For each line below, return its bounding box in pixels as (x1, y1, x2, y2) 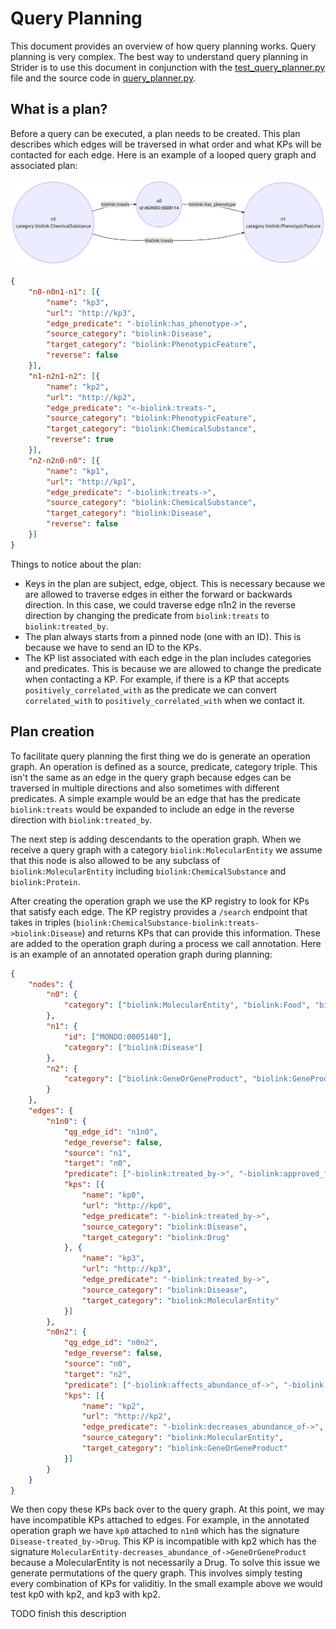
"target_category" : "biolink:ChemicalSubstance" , (46, 424, 257, 434)
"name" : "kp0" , (81, 1190, 145, 1200)
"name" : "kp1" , (46, 466, 110, 476)
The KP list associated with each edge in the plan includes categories (24, 652, 312, 664)
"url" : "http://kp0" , (81, 1200, 172, 1211)
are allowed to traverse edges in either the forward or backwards (24, 588, 293, 600)
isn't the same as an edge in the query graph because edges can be (10, 771, 292, 783)
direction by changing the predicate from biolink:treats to (24, 609, 270, 621)
